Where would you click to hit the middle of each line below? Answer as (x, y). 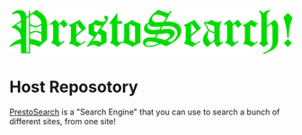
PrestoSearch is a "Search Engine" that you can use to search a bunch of (145, 112)
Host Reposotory (74, 87)
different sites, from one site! (63, 122)
